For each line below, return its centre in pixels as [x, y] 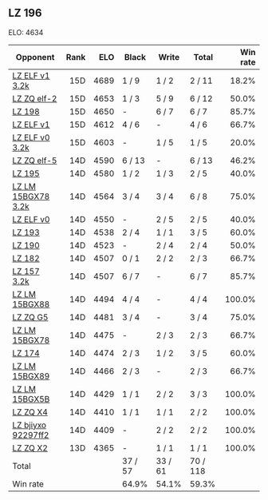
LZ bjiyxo [29, 425]
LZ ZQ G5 [30, 317]
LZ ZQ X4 [30, 412]
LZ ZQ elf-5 [35, 161]
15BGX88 [31, 304]
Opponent [35, 57]
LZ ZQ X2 [30, 448]
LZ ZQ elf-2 [35, 98]
